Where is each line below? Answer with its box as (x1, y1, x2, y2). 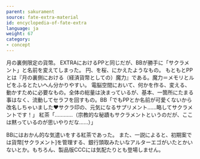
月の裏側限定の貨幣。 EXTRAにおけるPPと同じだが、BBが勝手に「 (6, 59, 169, 66)
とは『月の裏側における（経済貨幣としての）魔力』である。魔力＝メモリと (6, 74, 189, 81)
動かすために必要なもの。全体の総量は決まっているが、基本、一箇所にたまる (6, 89, 194, 96)
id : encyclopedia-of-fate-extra (6, 20, 87, 26)
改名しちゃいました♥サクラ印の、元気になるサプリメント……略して (6, 104, 173, 111)
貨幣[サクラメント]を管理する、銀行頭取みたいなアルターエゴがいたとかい (11, 138, 193, 146)
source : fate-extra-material (6, 14, 79, 20)
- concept (6, 42, 31, 48)
